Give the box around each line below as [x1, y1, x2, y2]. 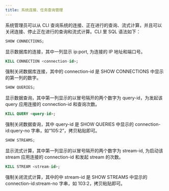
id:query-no [5, 128, 30, 134]
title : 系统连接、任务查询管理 [5, 7, 63, 13]
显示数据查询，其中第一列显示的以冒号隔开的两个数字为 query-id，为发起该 [5, 95, 163, 101]
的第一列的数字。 [5, 75, 41, 81]
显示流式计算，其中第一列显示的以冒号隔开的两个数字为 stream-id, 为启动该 [5, 148, 163, 153]
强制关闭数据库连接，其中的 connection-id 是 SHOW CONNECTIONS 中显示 [5, 68, 164, 74]
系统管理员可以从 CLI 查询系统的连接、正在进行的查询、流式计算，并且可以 [5, 22, 162, 28]
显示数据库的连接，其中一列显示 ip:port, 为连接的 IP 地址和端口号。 [5, 48, 146, 54]
